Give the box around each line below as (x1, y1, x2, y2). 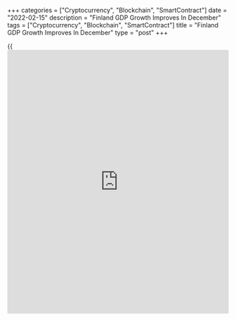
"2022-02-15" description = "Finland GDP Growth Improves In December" (7, 13, 221, 22)
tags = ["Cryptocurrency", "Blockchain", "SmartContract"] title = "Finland (7, 21, 219, 29)
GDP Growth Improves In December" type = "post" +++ (7, 28, 169, 37)
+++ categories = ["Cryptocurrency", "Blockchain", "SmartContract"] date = (7, 6, 228, 14)
